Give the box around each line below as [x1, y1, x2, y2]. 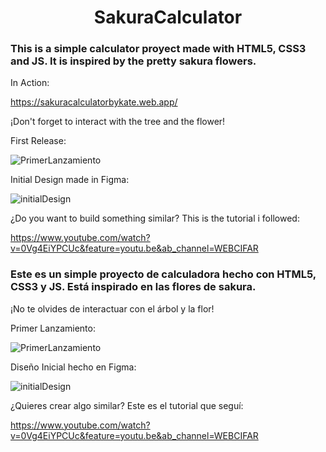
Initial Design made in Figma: [10, 174, 130, 186]
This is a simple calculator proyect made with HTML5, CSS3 [10, 42, 307, 56]
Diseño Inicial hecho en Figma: [10, 361, 137, 373]
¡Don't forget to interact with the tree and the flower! [10, 116, 226, 128]
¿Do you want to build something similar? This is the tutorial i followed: [10, 212, 300, 225]
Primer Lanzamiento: [10, 322, 96, 334]
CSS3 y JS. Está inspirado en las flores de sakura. [10, 280, 257, 294]
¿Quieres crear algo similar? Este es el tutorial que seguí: [10, 399, 244, 411]
